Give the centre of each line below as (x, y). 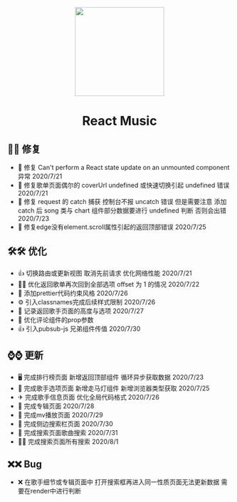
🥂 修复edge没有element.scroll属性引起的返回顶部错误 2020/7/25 (112, 227)
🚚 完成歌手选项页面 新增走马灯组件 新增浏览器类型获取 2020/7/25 (114, 388)
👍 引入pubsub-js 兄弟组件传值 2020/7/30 (79, 329)
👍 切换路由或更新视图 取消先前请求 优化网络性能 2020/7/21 (105, 273)
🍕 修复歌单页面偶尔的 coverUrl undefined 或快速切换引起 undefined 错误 (123, 185)
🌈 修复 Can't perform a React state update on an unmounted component (123, 167)
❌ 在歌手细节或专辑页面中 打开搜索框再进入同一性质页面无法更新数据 (118, 482)
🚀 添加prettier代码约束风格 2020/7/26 (73, 293)
